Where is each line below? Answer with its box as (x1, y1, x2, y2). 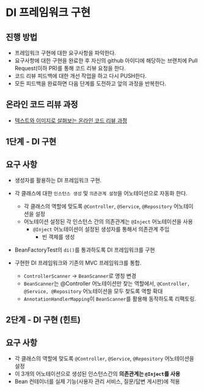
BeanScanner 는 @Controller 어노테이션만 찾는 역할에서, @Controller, (23, 280, 191, 288)
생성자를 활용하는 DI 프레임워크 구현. (14, 177, 102, 184)
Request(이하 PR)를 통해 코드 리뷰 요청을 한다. (14, 65, 126, 72)
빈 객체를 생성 (42, 233, 75, 240)
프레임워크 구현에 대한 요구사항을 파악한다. (14, 50, 117, 56)
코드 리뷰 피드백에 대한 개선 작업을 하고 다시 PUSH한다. (14, 72, 147, 80)
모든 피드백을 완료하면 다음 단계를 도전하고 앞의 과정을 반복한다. (14, 80, 166, 87)
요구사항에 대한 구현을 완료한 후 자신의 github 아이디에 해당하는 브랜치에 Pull (14, 57, 198, 64)
